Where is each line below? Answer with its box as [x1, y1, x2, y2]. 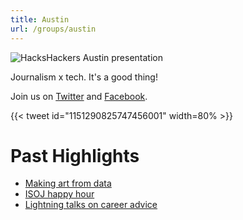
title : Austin [10, 14, 70, 25]
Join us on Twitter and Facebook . [10, 90, 148, 102]
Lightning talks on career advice [24, 199, 158, 211]
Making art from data [24, 177, 112, 190]
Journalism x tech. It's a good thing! [10, 71, 158, 83]
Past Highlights [10, 144, 140, 167]
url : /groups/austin [10, 24, 97, 34]
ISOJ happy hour [24, 188, 95, 200]
